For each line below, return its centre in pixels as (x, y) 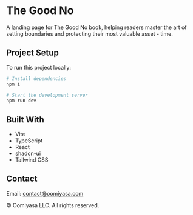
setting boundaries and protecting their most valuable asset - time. (90, 33)
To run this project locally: (39, 67)
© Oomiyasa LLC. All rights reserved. (53, 205)
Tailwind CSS (32, 160)
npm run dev (21, 101)
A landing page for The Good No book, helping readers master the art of (96, 27)
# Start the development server (47, 95)
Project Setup (33, 53)
